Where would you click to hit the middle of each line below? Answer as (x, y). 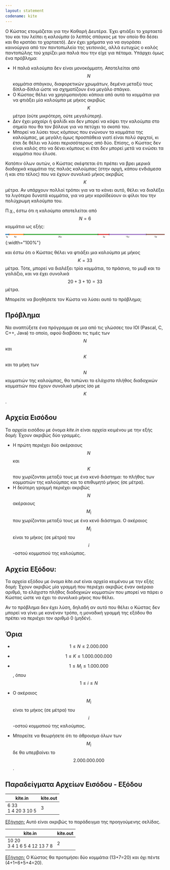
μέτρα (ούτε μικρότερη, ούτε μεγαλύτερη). (57, 116)
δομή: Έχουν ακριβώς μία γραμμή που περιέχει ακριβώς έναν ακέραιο (79, 587)
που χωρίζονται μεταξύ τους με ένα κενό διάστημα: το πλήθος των (83, 477)
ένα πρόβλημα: (22, 58)
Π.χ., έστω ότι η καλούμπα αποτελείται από (51, 210)
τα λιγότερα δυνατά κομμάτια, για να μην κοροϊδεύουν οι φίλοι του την (81, 195)
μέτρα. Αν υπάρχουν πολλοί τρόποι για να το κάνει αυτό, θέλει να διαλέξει (85, 190)
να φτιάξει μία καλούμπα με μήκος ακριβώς (59, 100)
